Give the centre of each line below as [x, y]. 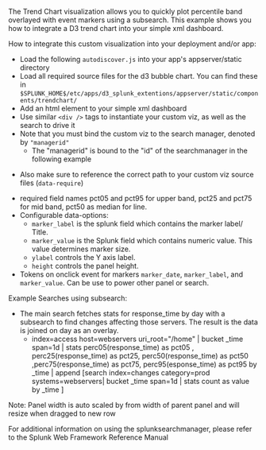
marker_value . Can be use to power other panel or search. [114, 283]
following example [62, 159]
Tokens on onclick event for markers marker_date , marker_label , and [131, 274]
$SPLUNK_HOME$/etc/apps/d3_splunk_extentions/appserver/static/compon [139, 94]
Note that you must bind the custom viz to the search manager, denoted [137, 134]
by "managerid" [44, 142]
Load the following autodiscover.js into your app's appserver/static [131, 59]
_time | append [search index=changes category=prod [121, 372]
